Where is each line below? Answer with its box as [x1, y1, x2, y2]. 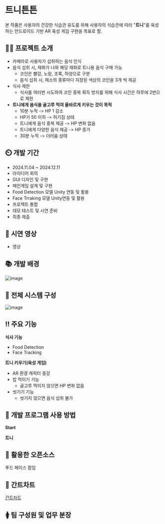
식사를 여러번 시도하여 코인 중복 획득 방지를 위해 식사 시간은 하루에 [19, 89, 149, 95]
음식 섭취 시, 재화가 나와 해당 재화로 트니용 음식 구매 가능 [12, 64, 123, 70]
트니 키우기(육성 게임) [5, 360, 47, 366]
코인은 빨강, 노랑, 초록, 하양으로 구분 [19, 71, 90, 76]
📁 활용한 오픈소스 [5, 450, 55, 459]
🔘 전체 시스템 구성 [5, 291, 56, 299]
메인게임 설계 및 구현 [12, 182, 53, 189]
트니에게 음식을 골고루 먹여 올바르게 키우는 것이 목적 [12, 101, 112, 107]
